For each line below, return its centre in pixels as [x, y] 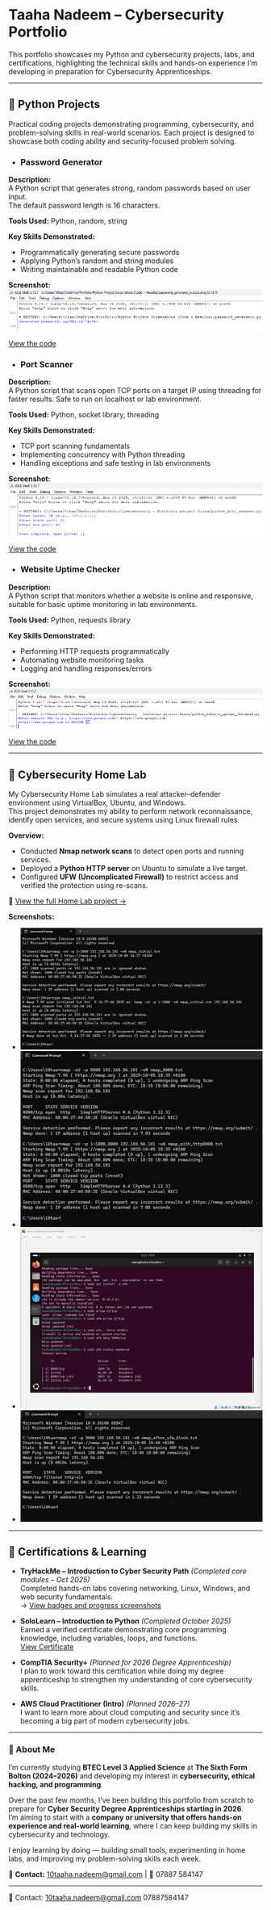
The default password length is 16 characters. [84, 205]
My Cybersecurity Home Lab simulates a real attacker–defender [115, 794]
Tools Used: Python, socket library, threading [84, 415]
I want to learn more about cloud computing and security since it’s [130, 1712]
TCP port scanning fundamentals [75, 446]
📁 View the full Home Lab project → [67, 901]
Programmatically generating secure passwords [100, 253]
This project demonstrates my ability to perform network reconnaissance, [131, 811]
